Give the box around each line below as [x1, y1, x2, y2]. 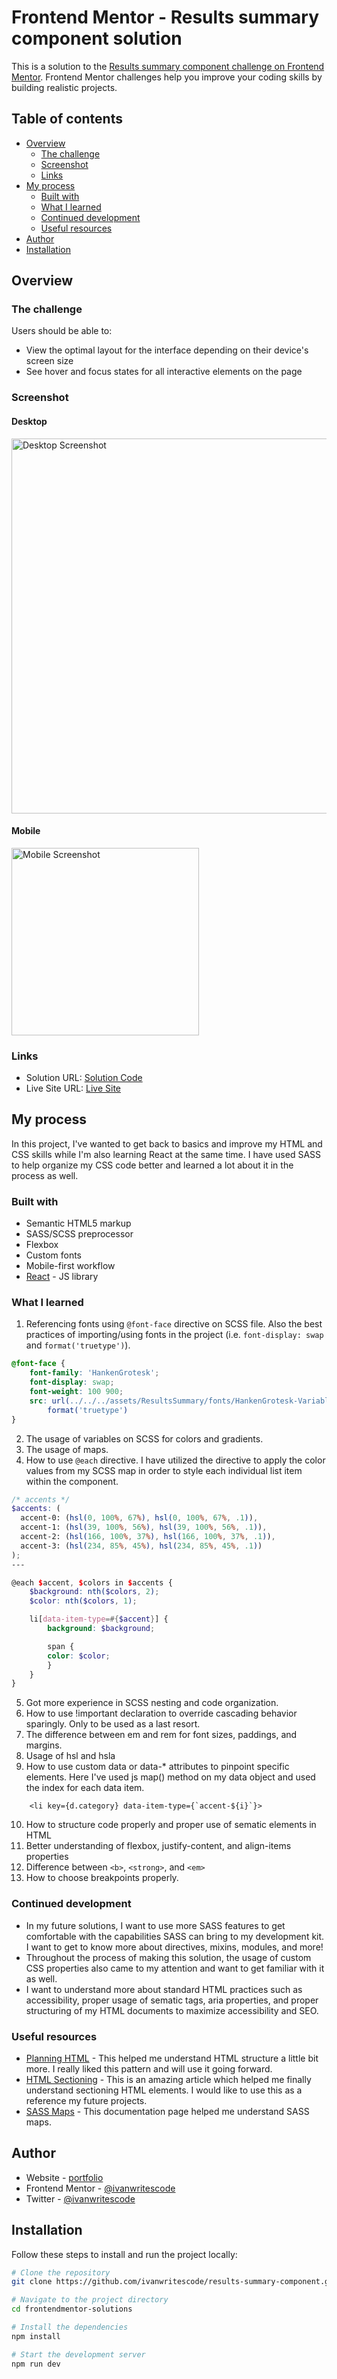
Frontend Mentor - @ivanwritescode [25, 2182, 176, 2194]
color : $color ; [47, 1651, 111, 1661]
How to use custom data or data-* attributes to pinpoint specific [25, 1761, 290, 1773]
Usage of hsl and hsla [25, 1750, 116, 1762]
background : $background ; [47, 1624, 156, 1634]
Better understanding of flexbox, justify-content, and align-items [25, 1840, 292, 1852]
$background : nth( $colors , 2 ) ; [29, 1587, 160, 1597]
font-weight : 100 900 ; [29, 1387, 124, 1397]
